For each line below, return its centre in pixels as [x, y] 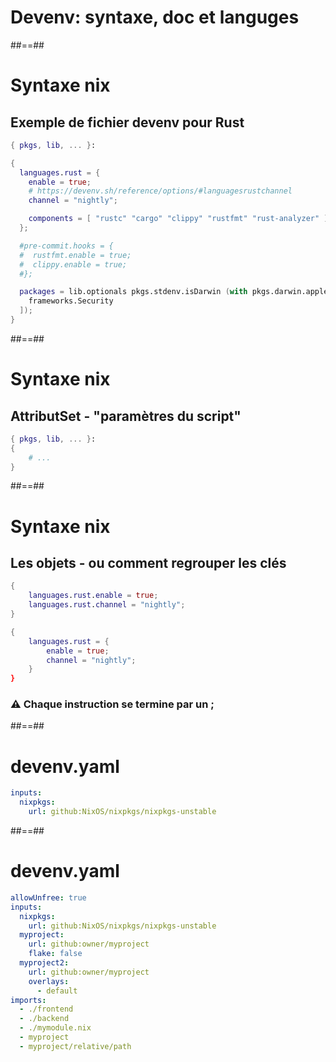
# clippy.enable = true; [73, 264]
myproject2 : [44, 963]
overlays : [49, 981]
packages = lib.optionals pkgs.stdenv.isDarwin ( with [133, 292]
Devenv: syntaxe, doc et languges [155, 17]
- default [57, 991]
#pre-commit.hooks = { [66, 246]
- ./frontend [46, 1009]
